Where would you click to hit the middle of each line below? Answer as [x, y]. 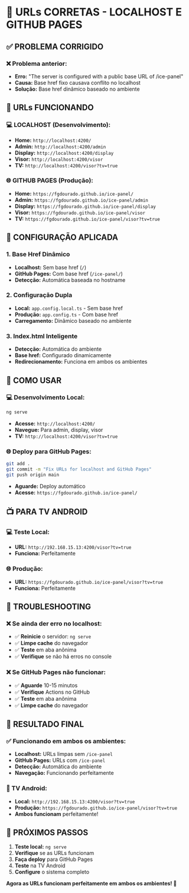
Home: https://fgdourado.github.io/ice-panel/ [74, 193]
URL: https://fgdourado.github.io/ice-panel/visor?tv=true [89, 581]
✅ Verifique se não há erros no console [63, 657]
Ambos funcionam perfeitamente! [56, 814]
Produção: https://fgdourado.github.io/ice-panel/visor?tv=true [96, 808]
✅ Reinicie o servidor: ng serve [53, 637]
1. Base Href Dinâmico [38, 255]
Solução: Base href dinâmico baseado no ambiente [77, 89]
